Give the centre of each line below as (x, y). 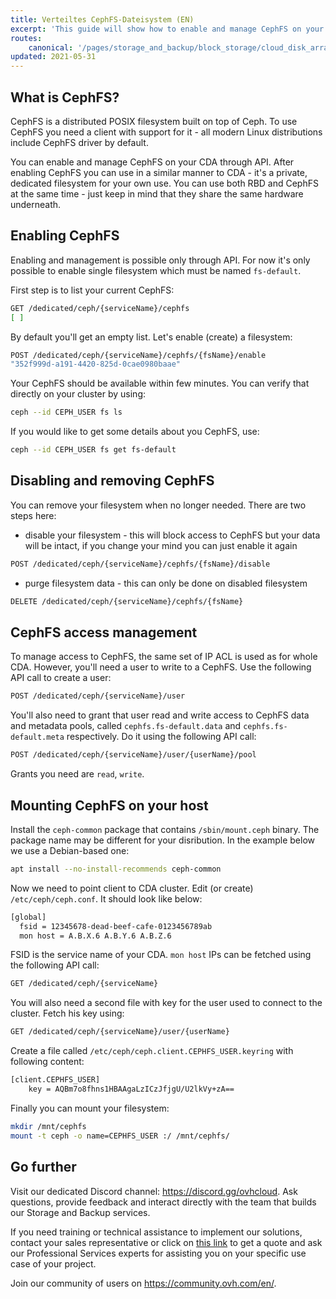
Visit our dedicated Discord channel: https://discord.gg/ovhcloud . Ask (154, 1191)
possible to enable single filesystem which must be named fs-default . (156, 270)
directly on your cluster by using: (78, 394)
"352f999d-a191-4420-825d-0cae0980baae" (96, 364)
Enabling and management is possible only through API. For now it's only (160, 260)
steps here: (33, 515)
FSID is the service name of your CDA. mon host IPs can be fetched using (161, 955)
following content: (47, 1062)
